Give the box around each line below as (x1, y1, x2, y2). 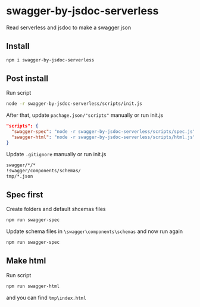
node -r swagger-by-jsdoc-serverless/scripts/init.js (6, 101, 143, 107)
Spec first (6, 190, 43, 200)
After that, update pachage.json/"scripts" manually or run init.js (6, 111, 164, 119)
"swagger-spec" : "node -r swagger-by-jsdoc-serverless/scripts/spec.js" (11, 129, 196, 135)
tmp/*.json (6, 173, 33, 179)
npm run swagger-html (6, 283, 60, 289)
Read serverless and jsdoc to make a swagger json (6, 24, 132, 31)
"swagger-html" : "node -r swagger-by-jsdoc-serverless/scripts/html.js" (11, 134, 196, 141)
